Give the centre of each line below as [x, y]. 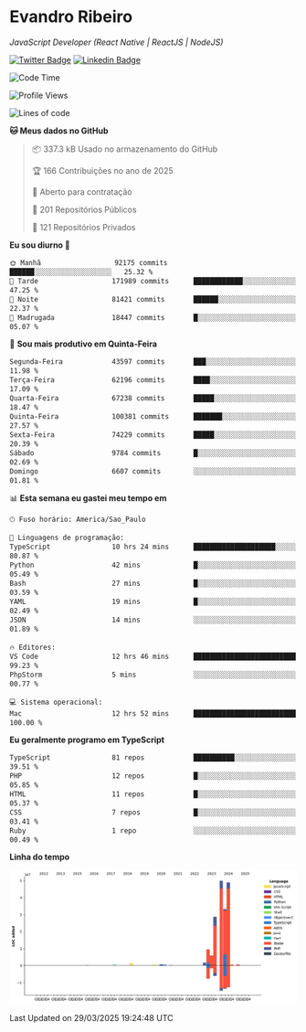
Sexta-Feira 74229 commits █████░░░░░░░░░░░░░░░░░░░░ [153, 435]
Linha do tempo [40, 856]
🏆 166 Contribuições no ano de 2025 [102, 170]
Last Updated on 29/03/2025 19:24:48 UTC [91, 1017]
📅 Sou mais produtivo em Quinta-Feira [84, 344]
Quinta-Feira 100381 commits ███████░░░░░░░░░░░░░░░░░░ [153, 416]
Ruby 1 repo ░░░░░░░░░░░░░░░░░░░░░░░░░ [153, 830]
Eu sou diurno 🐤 [40, 245]
